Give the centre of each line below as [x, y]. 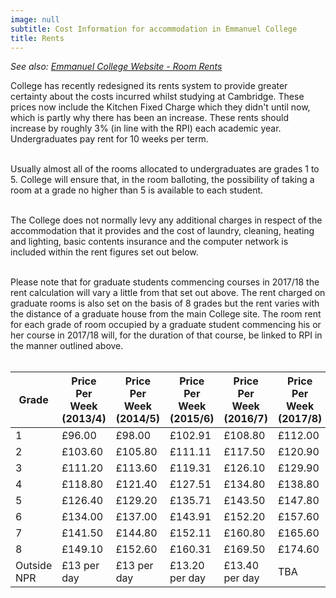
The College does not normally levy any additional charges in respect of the [166, 220]
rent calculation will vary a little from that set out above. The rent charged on [168, 293]
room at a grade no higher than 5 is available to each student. [137, 190]
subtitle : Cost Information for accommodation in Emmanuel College [154, 29]
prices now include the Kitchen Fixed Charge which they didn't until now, [160, 107]
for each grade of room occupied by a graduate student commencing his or [166, 325]
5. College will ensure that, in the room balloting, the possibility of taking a [162, 180]
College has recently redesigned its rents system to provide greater [149, 86]
